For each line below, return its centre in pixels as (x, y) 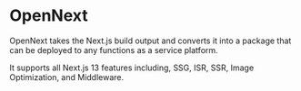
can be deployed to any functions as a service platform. (114, 50)
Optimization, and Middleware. (67, 77)
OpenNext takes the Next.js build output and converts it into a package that (150, 41)
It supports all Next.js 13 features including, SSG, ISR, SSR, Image (132, 68)
